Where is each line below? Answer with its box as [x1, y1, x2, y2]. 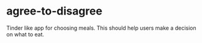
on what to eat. [6, 30, 45, 38]
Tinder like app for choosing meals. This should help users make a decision [6, 24, 197, 31]
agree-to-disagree [6, 4, 103, 18]
